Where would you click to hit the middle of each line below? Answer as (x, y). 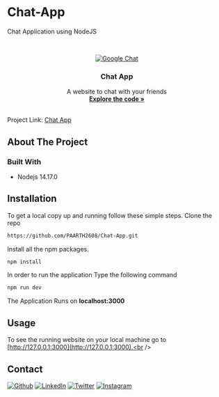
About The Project (48, 142)
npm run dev (24, 288)
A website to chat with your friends (117, 92)
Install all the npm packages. (48, 249)
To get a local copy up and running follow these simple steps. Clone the (110, 215)
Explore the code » (117, 99)
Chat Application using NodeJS (52, 31)
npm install (24, 262)
